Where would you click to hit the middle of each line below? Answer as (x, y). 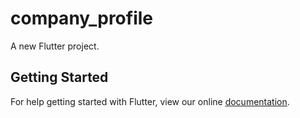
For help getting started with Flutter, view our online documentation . (150, 101)
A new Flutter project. (55, 46)
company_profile (82, 18)
